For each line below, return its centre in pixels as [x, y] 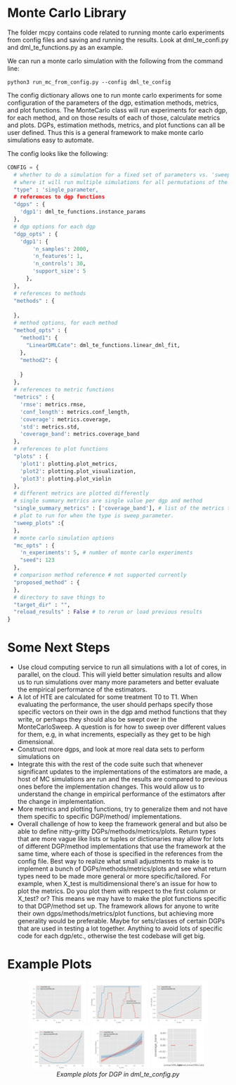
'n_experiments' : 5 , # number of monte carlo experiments [106, 553]
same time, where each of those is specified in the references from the [120, 854]
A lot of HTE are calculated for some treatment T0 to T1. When [107, 697]
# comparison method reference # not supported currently [100, 575]
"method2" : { [39, 360]
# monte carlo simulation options [64, 538]
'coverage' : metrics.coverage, [66, 420]
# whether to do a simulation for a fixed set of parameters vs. [111, 175]
